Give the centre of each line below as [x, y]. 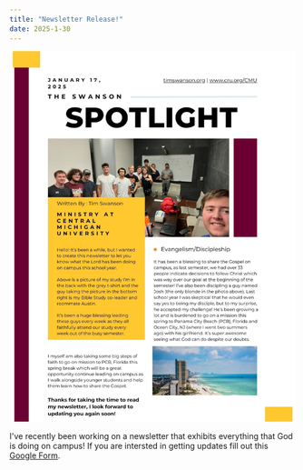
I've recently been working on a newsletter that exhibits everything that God [151, 435]
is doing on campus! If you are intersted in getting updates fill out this [139, 445]
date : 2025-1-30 [40, 29]
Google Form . [35, 455]
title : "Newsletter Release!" [67, 19]
